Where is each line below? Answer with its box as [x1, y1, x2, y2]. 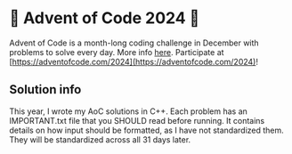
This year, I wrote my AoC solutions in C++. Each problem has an [9, 106, 247, 117]
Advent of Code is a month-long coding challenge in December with [9, 37, 260, 48]
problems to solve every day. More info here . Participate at [9, 46, 224, 57]
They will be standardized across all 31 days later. [9, 134, 191, 145]
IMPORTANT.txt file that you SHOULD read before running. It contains [9, 115, 265, 126]
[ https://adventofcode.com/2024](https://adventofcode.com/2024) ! [9, 56, 258, 67]
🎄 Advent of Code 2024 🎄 [9, 8, 200, 28]
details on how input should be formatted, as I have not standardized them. [9, 125, 285, 135]
